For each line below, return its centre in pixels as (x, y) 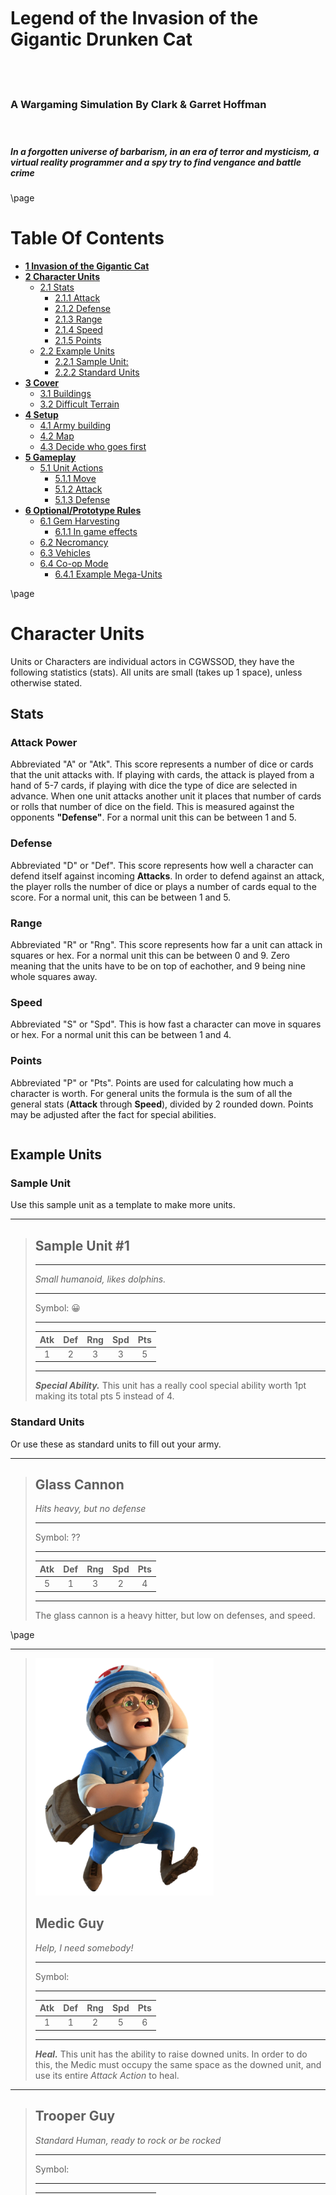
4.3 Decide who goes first (93, 446)
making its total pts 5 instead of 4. (104, 1396)
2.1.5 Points (78, 340)
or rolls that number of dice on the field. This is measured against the (152, 807)
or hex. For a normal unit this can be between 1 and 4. (121, 1035)
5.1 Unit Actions (71, 467)
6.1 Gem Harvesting (79, 521)
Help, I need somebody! (84, 1947)
